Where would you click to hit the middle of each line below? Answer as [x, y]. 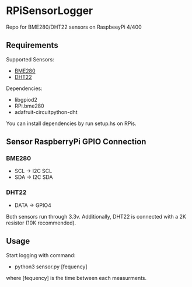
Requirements [32, 45]
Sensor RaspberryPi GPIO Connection [76, 142]
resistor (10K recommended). [41, 223]
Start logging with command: [41, 255]
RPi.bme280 [29, 106]
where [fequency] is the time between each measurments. [76, 278]
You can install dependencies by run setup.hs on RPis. [71, 123]
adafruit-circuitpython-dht [46, 112]
